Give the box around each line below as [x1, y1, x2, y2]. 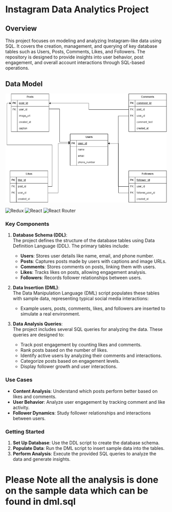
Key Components [5, 221, 50, 228]
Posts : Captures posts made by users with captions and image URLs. [20, 258, 167, 265]
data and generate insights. [12, 456, 71, 462]
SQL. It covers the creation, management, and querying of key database [5, 43, 158, 49]
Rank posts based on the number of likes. [20, 347, 109, 353]
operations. [5, 65, 30, 71]
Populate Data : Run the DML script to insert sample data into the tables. [12, 445, 165, 451]
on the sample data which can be [5, 485, 148, 497]
